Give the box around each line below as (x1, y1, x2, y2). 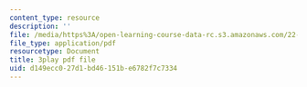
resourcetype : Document (9, 47, 101, 56)
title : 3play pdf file (9, 55, 96, 64)
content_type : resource (9, 13, 101, 23)
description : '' (9, 22, 71, 31)
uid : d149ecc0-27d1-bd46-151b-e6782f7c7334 (9, 64, 178, 73)
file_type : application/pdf (9, 38, 117, 48)
